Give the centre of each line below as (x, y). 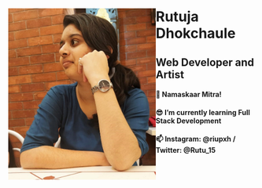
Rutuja (177, 17)
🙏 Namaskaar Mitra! (189, 95)
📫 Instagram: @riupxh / (196, 139)
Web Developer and (205, 62)
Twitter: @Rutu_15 (186, 150)
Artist (170, 74)
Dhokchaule (196, 33)
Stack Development (189, 121)
